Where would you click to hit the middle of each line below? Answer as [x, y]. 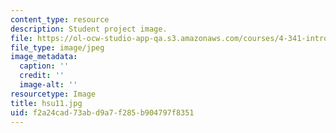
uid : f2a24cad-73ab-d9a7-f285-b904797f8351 [102, 112]
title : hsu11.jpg [46, 103]
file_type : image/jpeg [57, 47]
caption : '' [44, 66]
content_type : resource [60, 19]
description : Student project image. [89, 29]
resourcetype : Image [53, 94]
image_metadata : [44, 57]
